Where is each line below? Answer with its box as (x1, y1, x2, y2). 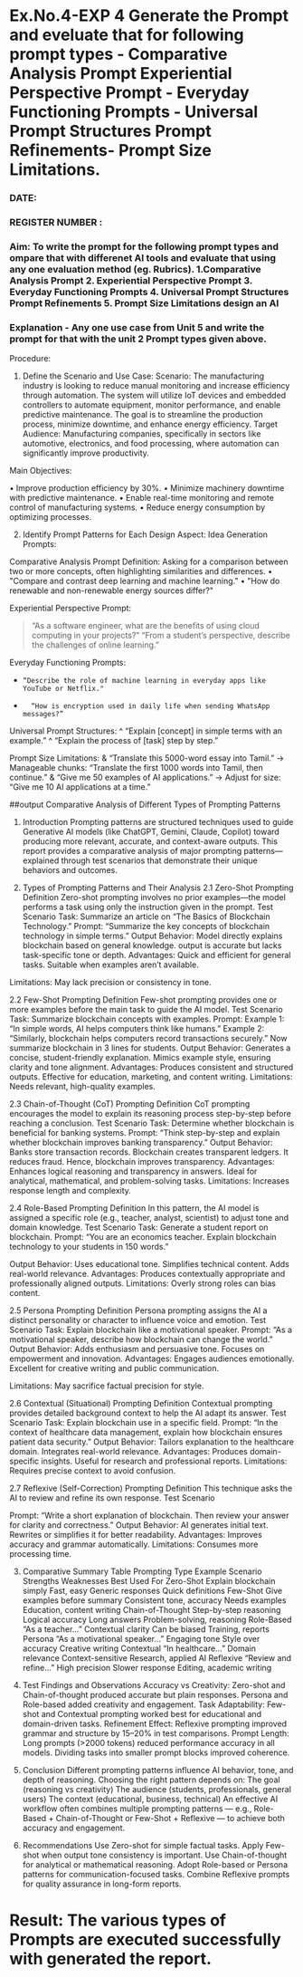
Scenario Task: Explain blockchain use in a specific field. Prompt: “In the (9, 1417, 279, 1428)
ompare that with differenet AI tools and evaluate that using (9, 251, 277, 264)
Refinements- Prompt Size (9, 140, 213, 161)
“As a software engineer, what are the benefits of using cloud (31, 620, 260, 631)
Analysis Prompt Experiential (9, 63, 232, 84)
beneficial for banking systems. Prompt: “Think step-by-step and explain (9, 1128, 280, 1138)
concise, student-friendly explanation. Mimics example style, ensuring (9, 1052, 271, 1063)
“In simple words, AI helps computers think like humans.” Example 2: (9, 1023, 265, 1034)
